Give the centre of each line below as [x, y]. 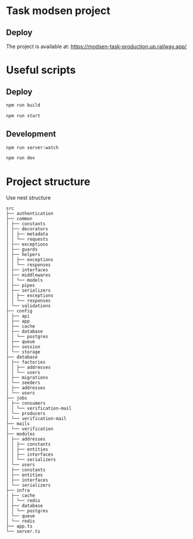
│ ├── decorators [27, 229]
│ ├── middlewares [28, 275]
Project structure [48, 181]
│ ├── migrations [27, 378]
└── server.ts [23, 531]
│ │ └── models [25, 280]
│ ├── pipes [20, 285]
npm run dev [20, 158]
